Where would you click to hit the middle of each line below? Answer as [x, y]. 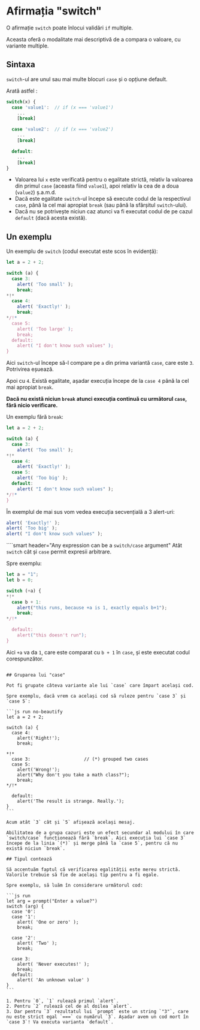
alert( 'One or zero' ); [48, 922]
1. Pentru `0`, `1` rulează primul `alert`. [63, 1001]
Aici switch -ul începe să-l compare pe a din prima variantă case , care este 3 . [100, 363]
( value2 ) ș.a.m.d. [36, 192]
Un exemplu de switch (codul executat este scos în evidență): [82, 251]
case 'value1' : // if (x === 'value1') [63, 107]
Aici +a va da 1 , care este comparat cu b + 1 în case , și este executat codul [98, 652]
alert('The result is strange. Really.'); [71, 801]
